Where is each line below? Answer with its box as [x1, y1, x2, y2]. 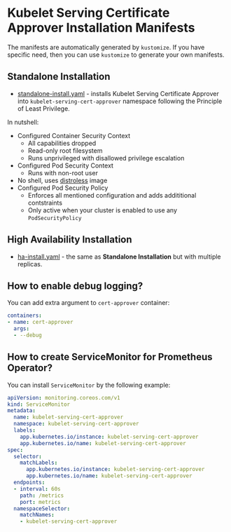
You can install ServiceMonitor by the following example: [7, 381, 171, 389]
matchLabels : [20, 459, 58, 467]
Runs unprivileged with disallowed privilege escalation [27, 154, 185, 162]
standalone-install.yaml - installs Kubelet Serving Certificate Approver [17, 89, 219, 97]
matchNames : [20, 512, 55, 519]
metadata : [7, 407, 36, 414]
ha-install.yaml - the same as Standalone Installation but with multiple [17, 252, 222, 261]
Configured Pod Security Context [17, 161, 114, 170]
